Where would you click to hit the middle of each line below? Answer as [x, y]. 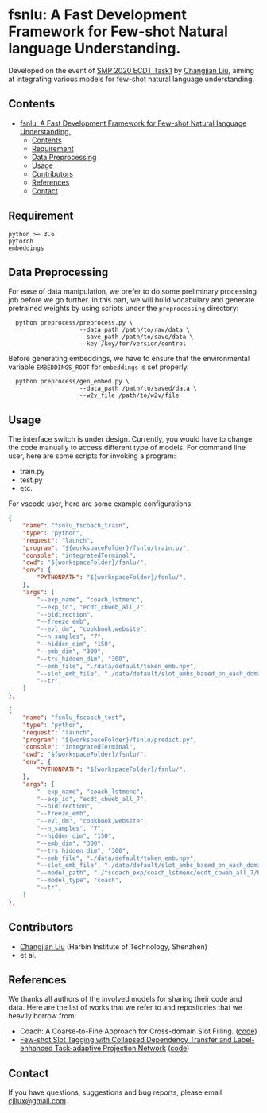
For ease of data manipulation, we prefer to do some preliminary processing [132, 291]
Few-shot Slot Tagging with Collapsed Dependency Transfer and [126, 1040]
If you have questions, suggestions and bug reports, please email [115, 1092]
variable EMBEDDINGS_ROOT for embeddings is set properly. [99, 367]
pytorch [21, 241]
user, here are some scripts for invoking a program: [92, 456]
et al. [28, 955]
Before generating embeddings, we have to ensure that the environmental [129, 359]
